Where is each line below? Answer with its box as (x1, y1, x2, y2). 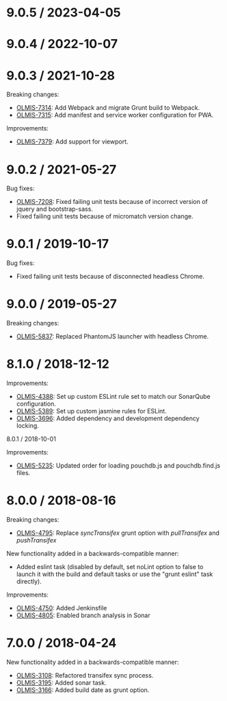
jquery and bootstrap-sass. (16, 205, 94, 214)
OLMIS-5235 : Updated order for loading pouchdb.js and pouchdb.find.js (16, 461, 220, 470)
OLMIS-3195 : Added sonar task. (16, 678, 107, 687)
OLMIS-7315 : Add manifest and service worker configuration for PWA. (16, 111, 214, 119)
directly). (16, 577, 42, 585)
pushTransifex (16, 536, 57, 544)
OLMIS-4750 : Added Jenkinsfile (16, 604, 107, 612)
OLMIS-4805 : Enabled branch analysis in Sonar (16, 611, 151, 619)
